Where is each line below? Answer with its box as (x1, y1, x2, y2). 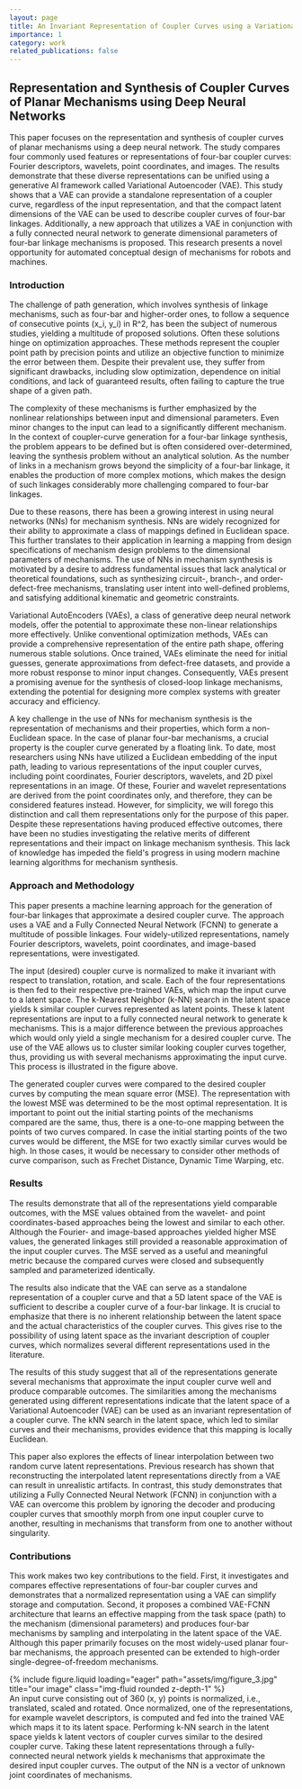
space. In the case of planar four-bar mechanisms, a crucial (48, 733, 270, 744)
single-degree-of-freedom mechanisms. (9, 1657, 159, 1667)
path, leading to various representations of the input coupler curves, (9, 762, 262, 773)
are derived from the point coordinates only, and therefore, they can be (9, 790, 272, 801)
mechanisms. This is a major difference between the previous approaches (9, 1023, 284, 1034)
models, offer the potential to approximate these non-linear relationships (9, 619, 278, 630)
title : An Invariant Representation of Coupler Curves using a (9, 22, 252, 31)
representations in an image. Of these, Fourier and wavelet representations (9, 781, 288, 791)
